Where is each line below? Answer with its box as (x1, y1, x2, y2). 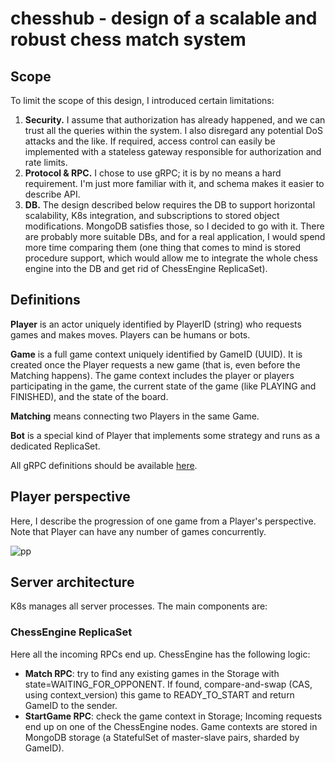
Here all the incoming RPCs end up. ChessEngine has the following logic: (10, 648, 311, 660)
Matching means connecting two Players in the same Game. (10, 410, 260, 422)
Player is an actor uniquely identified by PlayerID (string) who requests (10, 318, 302, 330)
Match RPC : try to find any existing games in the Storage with (24, 667, 280, 679)
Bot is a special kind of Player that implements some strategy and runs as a (10, 429, 321, 441)
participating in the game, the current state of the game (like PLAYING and (10, 380, 317, 392)
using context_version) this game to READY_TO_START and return (24, 688, 295, 701)
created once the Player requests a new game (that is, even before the (10, 358, 301, 371)
